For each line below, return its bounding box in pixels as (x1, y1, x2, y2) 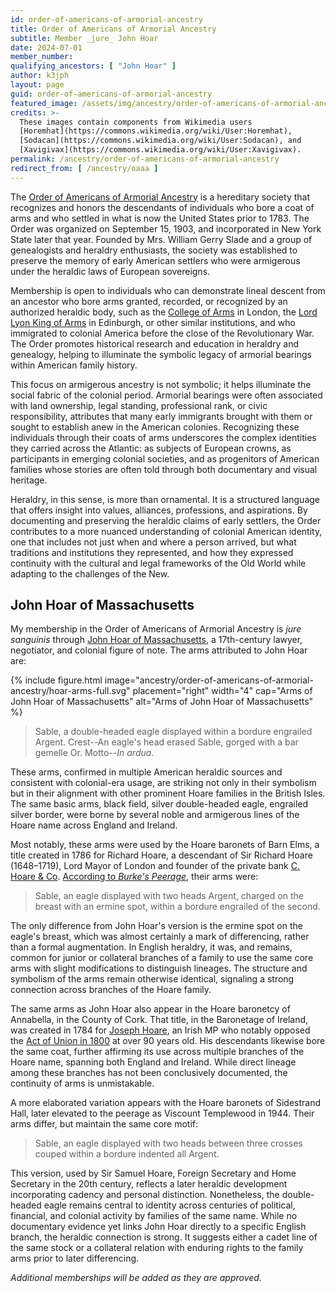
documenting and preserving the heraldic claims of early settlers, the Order (10, 514, 322, 526)
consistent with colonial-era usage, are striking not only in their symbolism (10, 777, 317, 789)
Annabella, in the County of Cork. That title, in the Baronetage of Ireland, (10, 1014, 309, 1026)
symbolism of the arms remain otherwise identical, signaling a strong (10, 973, 295, 985)
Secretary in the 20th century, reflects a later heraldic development (10, 1178, 288, 1190)
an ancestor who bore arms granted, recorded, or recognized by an (10, 295, 288, 307)
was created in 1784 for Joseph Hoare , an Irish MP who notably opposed (10, 1024, 311, 1036)
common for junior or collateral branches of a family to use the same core (10, 952, 314, 964)
